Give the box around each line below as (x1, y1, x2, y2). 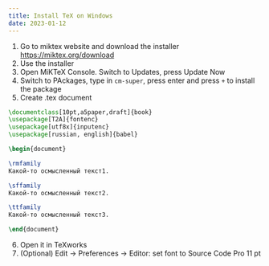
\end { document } (8, 226, 59, 234)
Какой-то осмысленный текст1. (8, 166, 110, 175)
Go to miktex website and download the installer (19, 41, 179, 51)
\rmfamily (8, 159, 42, 167)
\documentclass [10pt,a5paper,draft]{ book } (8, 108, 153, 117)
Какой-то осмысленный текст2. (8, 189, 110, 197)
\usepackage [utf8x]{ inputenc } (8, 123, 110, 131)
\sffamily (8, 182, 42, 190)
